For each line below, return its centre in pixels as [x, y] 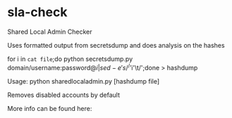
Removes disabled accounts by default [63, 95]
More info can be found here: [50, 108]
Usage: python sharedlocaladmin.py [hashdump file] [84, 81]
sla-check [37, 12]
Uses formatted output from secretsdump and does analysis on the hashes [116, 45]
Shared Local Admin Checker [50, 32]
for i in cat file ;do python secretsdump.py [70, 59]
